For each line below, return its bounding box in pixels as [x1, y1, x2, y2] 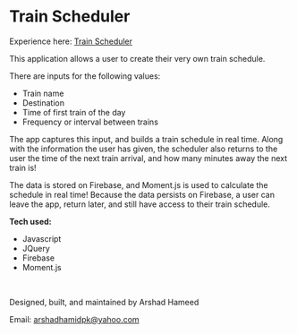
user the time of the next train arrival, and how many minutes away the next [9, 152, 288, 163]
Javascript [21, 233, 62, 244]
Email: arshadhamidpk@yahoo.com [9, 313, 140, 324]
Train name [21, 88, 64, 98]
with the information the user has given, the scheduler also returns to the [9, 143, 278, 154]
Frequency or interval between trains [21, 116, 159, 127]
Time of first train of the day [21, 107, 126, 117]
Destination [21, 97, 65, 108]
